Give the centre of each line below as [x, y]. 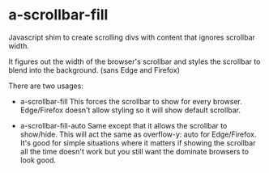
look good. [38, 160]
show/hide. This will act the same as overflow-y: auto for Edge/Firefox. [138, 134]
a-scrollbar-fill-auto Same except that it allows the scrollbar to [124, 125]
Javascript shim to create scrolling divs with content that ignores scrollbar [132, 37]
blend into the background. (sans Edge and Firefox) [94, 70]
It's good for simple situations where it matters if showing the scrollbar [138, 142]
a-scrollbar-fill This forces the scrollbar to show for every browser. [131, 101]
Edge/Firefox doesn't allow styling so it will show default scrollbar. [130, 110]
